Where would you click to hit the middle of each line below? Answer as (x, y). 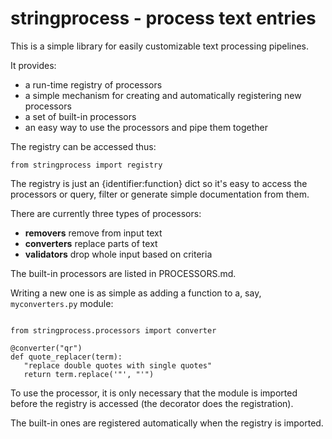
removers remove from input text (93, 233)
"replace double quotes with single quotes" (118, 365)
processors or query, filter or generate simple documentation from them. (160, 194)
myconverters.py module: (62, 303)
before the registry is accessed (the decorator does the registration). (152, 403)
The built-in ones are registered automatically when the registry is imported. (167, 423)
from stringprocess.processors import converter (113, 330)
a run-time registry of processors (93, 84)
